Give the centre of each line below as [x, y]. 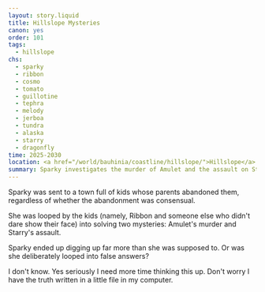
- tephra [30, 103]
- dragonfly [35, 148]
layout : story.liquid [44, 15]
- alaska [30, 133]
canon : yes [26, 30]
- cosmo [28, 81]
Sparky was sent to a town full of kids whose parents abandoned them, [124, 192]
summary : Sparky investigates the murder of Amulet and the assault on [128, 170]
